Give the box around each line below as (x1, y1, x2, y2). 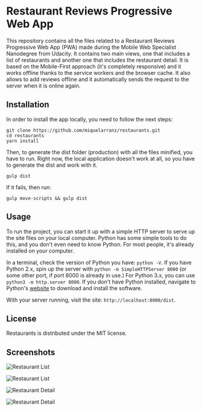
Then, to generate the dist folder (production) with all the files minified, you (6, 148, 193, 155)
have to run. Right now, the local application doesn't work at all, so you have (6, 155, 195, 162)
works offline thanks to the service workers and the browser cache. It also (6, 69, 191, 76)
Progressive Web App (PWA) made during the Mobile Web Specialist (6, 44, 177, 51)
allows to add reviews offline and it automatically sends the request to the (6, 76, 189, 83)
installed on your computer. (6, 247, 74, 254)
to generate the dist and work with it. (6, 161, 98, 169)
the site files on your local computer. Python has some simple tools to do (6, 234, 187, 241)
